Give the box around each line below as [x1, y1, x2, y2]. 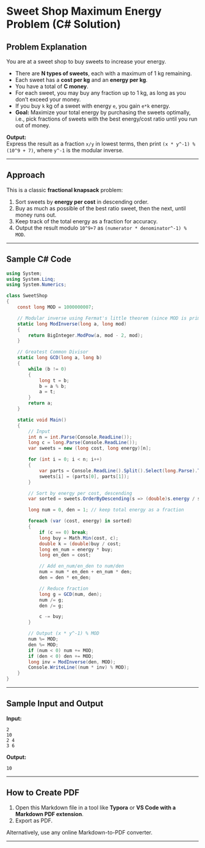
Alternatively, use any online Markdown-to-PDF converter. [6, 828, 153, 836]
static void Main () [17, 417, 67, 423]
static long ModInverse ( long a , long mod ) [17, 321, 127, 327]
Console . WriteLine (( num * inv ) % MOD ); [28, 664, 130, 671]
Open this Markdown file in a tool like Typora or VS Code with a [15, 803, 176, 811]
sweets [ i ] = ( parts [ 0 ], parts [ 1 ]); [38, 473, 130, 480]
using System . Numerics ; [6, 281, 67, 288]
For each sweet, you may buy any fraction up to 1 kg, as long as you [15, 89, 186, 96]
